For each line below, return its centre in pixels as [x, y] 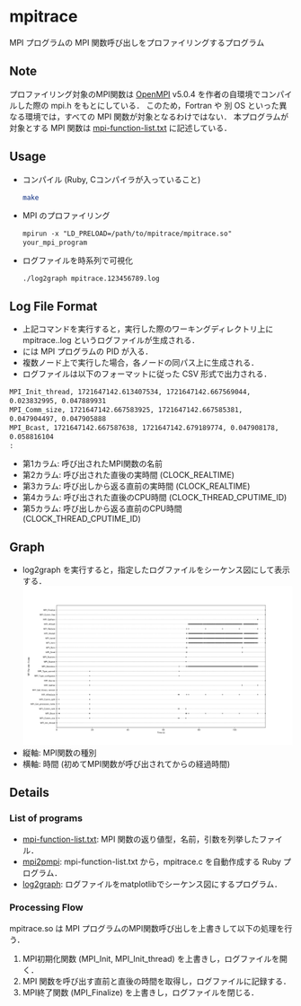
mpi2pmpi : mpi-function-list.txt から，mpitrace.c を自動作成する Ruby [151, 861]
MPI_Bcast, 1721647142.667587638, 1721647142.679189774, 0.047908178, [144, 428]
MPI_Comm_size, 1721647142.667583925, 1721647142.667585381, [126, 410]
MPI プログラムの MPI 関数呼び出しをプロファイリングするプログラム [137, 42]
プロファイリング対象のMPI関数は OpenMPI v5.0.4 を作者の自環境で [135, 94]
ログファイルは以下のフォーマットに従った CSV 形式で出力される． [147, 374]
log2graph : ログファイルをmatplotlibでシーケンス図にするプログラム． [152, 884]
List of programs [46, 818]
